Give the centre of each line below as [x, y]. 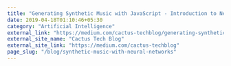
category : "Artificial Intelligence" [61, 26]
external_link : [29, 33]
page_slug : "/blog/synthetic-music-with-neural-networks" [92, 52]
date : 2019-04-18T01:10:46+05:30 [55, 20]
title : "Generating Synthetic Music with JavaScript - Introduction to [112, 13]
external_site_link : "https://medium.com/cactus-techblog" [93, 45]
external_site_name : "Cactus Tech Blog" [66, 39]
